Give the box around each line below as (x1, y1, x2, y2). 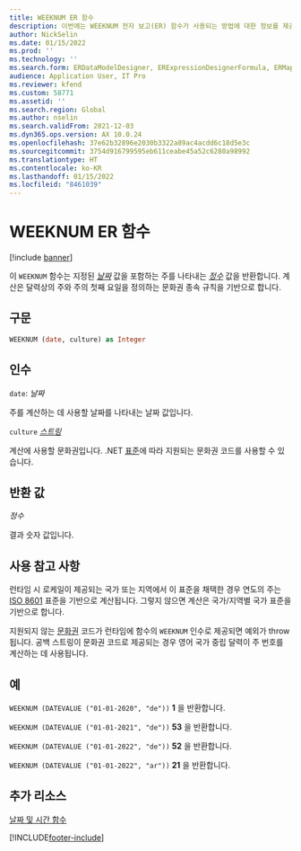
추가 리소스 (9, 788, 67, 804)
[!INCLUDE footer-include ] (9, 832, 105, 843)
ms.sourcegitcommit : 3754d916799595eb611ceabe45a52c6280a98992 (9, 146, 251, 155)
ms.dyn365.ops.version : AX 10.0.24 (9, 130, 142, 139)
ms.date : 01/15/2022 (9, 38, 87, 48)
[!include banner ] (9, 253, 73, 263)
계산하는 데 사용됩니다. (9, 648, 89, 659)
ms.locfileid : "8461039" (9, 181, 102, 190)
